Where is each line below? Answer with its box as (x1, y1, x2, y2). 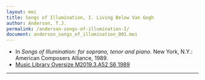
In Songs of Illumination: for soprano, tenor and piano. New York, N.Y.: (15, 48, 193, 55)
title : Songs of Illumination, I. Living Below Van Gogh (6, 15, 154, 21)
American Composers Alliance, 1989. (15, 55, 109, 62)
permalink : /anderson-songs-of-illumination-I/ (6, 25, 130, 32)
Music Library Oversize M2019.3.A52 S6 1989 (15, 61, 130, 68)
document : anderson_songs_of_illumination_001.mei (6, 32, 138, 38)
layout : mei (6, 8, 37, 15)
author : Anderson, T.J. (6, 20, 67, 26)
